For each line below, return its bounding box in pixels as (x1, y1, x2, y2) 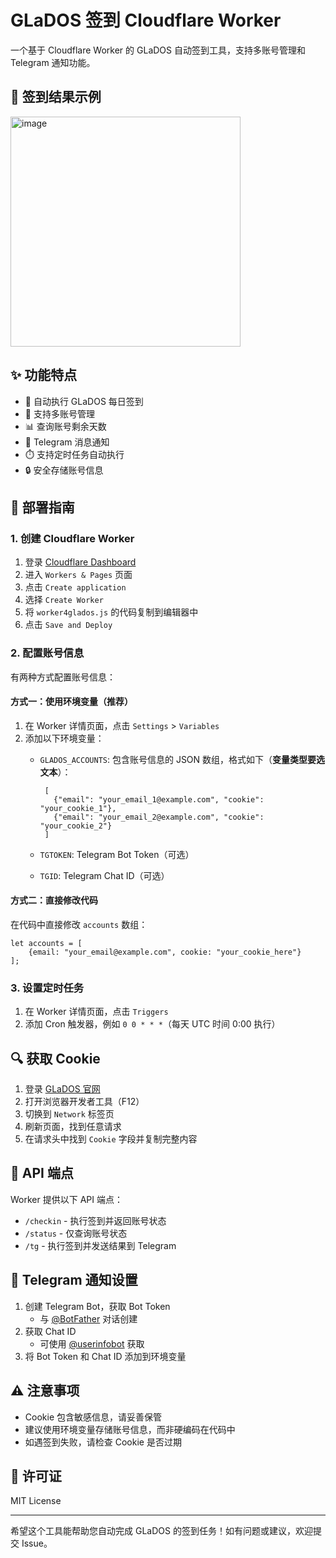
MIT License (10, 1495, 62, 1507)
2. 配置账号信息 (10, 646, 85, 660)
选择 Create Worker (24, 594, 104, 606)
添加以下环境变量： (24, 732, 105, 744)
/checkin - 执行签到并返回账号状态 (24, 1214, 167, 1226)
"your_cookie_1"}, (39, 803, 117, 813)
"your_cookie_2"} (39, 821, 113, 831)
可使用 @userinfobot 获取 (39, 1337, 145, 1350)
